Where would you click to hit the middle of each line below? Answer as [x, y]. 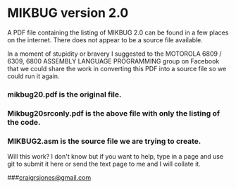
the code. [24, 122]
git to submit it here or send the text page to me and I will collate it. [104, 164]
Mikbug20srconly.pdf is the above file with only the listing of [114, 113]
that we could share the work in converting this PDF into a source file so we [117, 68]
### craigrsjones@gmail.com [49, 178]
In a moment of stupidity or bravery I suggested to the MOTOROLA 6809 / [114, 54]
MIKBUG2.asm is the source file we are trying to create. [104, 141]
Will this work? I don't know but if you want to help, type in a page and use [116, 157]
